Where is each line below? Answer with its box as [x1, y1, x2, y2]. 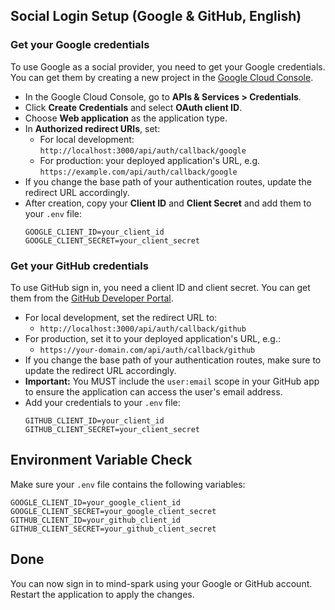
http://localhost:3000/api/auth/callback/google [39, 145, 247, 156]
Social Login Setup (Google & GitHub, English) [10, 8, 302, 25]
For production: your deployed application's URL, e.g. [39, 154, 261, 166]
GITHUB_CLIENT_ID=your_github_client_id [10, 515, 182, 525]
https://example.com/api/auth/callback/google [39, 167, 238, 177]
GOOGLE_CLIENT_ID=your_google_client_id [10, 497, 182, 508]
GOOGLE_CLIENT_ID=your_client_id [24, 227, 165, 237]
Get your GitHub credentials [10, 259, 149, 273]
